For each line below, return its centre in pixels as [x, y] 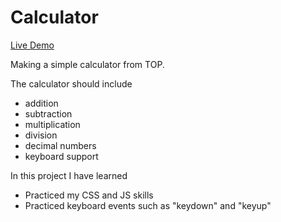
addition [41, 103]
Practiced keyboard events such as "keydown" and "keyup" [148, 205]
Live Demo [32, 45]
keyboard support [61, 156]
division [41, 135]
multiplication [52, 124]
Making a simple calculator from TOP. [87, 64]
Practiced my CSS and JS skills [89, 195]
